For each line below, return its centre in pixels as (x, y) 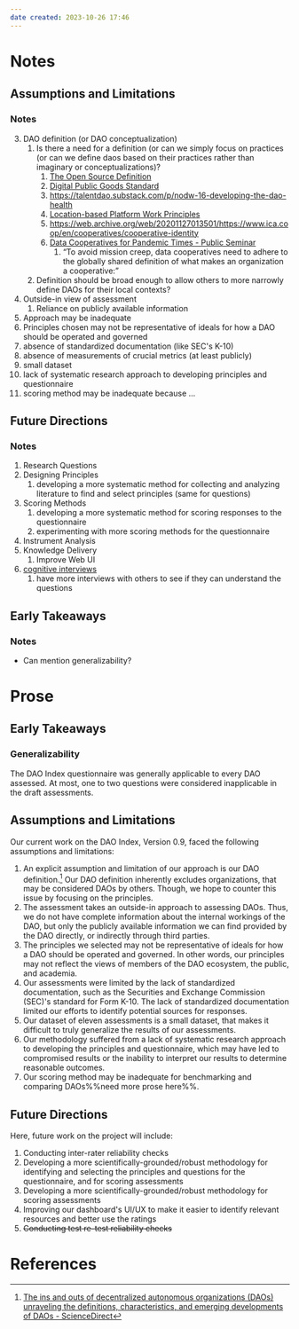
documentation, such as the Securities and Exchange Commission (144, 992)
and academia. (50, 973)
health (61, 204)
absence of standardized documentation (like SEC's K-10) (128, 346)
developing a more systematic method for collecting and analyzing (158, 484)
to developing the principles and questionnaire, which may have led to (151, 1049)
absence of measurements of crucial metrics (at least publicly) (137, 355)
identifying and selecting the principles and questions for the (134, 1172)
